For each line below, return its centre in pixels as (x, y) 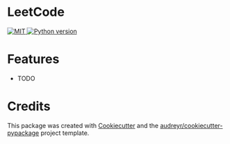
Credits (29, 106)
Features (33, 59)
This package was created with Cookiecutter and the (83, 125)
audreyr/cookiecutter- (191, 125)
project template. (65, 133)
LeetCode (36, 12)
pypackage (23, 133)
